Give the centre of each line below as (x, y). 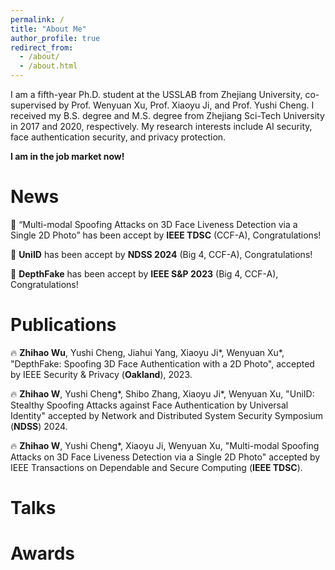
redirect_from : (42, 47)
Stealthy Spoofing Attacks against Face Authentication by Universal (149, 405)
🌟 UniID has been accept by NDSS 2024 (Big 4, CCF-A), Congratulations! (161, 254)
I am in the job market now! (67, 156)
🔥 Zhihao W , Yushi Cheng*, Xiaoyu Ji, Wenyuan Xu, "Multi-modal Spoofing (165, 445)
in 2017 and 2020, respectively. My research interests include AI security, (161, 126)
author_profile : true (55, 38)
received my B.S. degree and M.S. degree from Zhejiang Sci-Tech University (167, 115)
